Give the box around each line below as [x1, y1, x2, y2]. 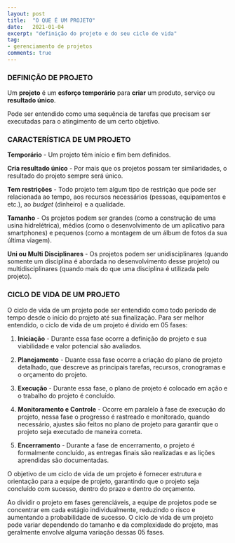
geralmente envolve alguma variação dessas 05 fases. [7, 528, 165, 536]
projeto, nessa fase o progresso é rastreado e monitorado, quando [17, 412, 210, 421]
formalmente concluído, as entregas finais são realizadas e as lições [17, 448, 215, 457]
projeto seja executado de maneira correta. [17, 427, 142, 436]
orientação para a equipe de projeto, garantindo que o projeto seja [7, 477, 200, 485]
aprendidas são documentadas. [17, 456, 109, 464]
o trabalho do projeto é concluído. [17, 391, 116, 400]
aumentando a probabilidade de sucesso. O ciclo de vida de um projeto [7, 513, 214, 521]
